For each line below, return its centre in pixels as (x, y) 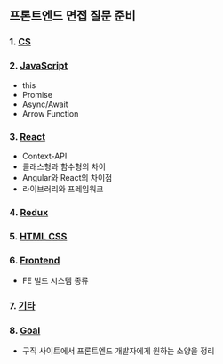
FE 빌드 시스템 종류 (55, 281)
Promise (37, 94)
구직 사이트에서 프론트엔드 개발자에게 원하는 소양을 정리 (118, 351)
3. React (28, 136)
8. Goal (25, 330)
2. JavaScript (39, 66)
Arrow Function (50, 113)
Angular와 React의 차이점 (67, 177)
